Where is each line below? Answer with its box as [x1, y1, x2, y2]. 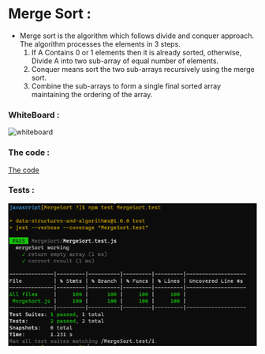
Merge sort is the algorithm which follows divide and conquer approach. [19, 31, 255, 40]
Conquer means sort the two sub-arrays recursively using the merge [31, 64, 255, 73]
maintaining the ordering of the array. [31, 89, 153, 99]
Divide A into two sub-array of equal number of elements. [31, 56, 219, 66]
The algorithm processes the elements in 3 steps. [19, 39, 181, 48]
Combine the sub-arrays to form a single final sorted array [31, 81, 222, 91]
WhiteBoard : [8, 109, 60, 120]
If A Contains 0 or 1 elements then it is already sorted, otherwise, [31, 47, 242, 57]
